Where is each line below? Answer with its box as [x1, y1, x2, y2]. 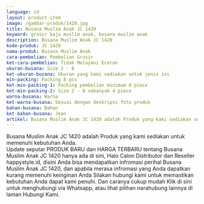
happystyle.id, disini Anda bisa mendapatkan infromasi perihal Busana [6, 158, 182, 166]
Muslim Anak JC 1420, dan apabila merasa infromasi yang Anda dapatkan [6, 165, 191, 172]
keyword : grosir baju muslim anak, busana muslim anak [6, 32, 148, 38]
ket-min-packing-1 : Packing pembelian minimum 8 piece [6, 83, 148, 89]
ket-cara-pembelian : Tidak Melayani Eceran [6, 59, 118, 66]
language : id [6, 8, 39, 15]
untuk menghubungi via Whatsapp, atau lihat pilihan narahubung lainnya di [6, 185, 193, 192]
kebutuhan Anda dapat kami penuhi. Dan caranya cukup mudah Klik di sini [6, 178, 192, 185]
